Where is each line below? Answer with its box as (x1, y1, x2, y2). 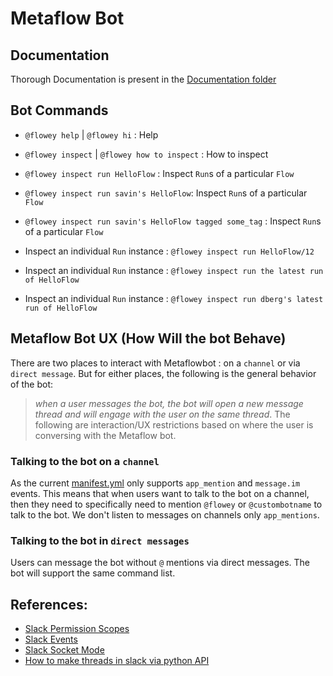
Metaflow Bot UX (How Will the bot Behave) (10, 330, 287, 347)
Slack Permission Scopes (24, 623, 130, 635)
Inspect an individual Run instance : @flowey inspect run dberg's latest (24, 292, 324, 304)
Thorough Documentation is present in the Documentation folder (10, 73, 277, 85)
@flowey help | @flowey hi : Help (24, 128, 159, 141)
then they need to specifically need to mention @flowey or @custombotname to (10, 498, 323, 510)
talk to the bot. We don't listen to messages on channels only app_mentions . (10, 508, 320, 521)
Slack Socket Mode (24, 644, 105, 656)
